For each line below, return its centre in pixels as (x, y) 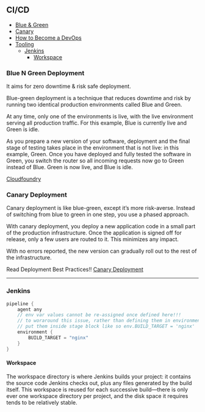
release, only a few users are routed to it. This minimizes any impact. (92, 239)
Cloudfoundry (24, 179)
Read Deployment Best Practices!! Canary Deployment (75, 269)
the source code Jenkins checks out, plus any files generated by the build (99, 383)
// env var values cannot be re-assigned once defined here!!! (99, 315)
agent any (30, 309)
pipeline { (20, 304)
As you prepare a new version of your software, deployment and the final (98, 141)
